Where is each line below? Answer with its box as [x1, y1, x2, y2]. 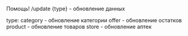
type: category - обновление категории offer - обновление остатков [6, 17, 182, 23]
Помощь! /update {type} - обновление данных [6, 5, 126, 12]
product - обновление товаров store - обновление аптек [6, 23, 152, 30]
